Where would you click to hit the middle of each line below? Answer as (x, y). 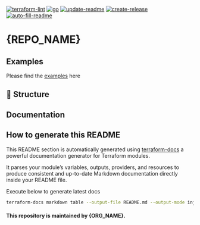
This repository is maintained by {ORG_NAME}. (66, 216)
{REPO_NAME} (43, 40)
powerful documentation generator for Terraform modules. (78, 155)
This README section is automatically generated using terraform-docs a (95, 149)
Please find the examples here (43, 76)
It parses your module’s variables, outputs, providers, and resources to (93, 167)
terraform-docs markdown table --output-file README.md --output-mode (96, 202)
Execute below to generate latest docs (53, 191)
